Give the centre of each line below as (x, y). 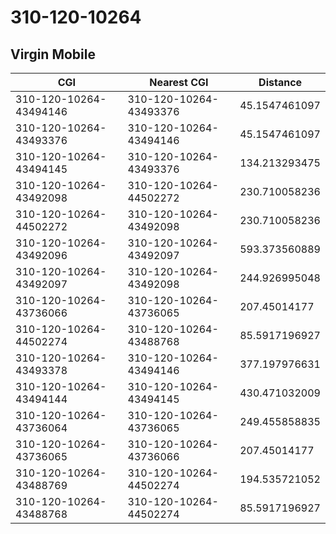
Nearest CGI (179, 82)
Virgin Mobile (53, 54)
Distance (280, 82)
